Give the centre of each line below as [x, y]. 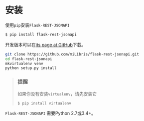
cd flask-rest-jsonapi [29, 59]
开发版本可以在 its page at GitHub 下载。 [46, 44]
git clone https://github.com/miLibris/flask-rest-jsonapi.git [72, 54]
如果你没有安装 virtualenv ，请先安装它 [57, 93]
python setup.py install [31, 68]
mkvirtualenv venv [24, 63]
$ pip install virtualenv [44, 103]
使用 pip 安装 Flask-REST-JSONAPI [37, 25]
